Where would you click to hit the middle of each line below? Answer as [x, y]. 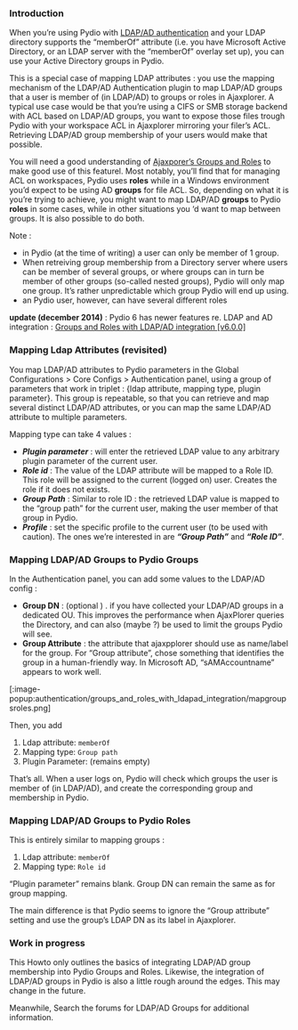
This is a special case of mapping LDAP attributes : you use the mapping [142, 78]
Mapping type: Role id [64, 867]
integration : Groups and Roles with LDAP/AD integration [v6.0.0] [128, 327]
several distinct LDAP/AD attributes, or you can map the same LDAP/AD [140, 407]
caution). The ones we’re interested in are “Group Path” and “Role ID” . [153, 536]
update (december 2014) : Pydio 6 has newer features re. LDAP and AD [141, 318]
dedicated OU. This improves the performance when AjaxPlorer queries [153, 615]
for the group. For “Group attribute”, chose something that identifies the [153, 653]
